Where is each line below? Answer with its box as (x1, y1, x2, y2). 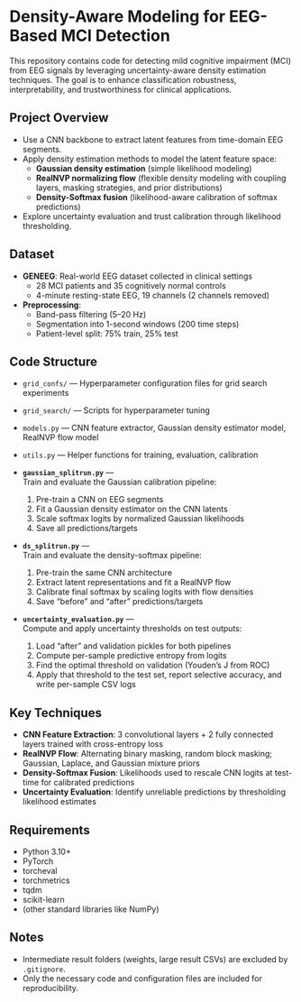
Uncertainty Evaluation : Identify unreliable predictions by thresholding (22, 786, 287, 797)
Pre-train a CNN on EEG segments (35, 494, 164, 505)
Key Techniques (9, 705, 102, 721)
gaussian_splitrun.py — (22, 467, 114, 478)
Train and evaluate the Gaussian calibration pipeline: (22, 476, 217, 488)
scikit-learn (22, 895, 65, 905)
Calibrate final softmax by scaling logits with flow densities (35, 586, 254, 597)
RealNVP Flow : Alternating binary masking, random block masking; (22, 749, 273, 759)
